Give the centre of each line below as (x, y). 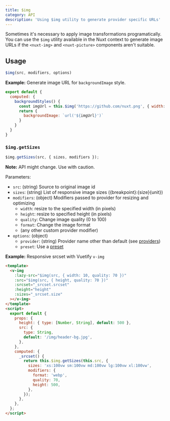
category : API (20, 15)
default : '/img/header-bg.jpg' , (58, 337)
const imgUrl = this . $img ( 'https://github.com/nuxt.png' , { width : (92, 106)
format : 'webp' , (50, 375)
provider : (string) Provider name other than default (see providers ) (90, 241)
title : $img (18, 10)
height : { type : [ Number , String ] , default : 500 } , (75, 323)
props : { (24, 318)
